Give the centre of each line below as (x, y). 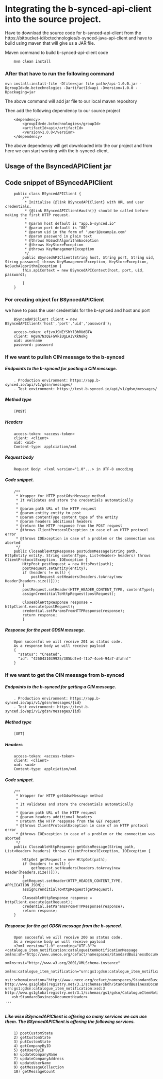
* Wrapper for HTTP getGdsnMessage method (59, 796)
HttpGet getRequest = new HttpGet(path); (65, 860)
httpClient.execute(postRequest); (40, 607)
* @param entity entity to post (49, 513)
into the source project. (53, 19)
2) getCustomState (32, 1038)
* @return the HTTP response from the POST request (69, 526)
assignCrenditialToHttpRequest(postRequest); (69, 594)
